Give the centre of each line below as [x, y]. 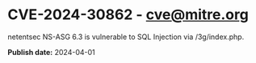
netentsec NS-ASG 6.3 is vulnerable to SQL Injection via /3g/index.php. [126, 37]
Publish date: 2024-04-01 [51, 52]
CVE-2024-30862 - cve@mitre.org [128, 15]
